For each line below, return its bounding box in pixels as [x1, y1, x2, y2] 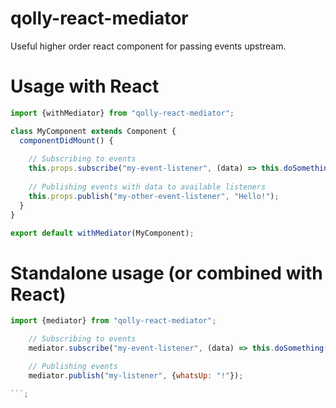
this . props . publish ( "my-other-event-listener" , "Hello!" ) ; [28, 191, 280, 201]
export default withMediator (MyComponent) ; [10, 228, 195, 238]
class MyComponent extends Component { [10, 126, 177, 136]
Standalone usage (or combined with [10, 262, 323, 284]
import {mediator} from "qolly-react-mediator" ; [10, 316, 217, 326]
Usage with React [10, 75, 160, 98]
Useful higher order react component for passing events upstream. [10, 40, 287, 52]
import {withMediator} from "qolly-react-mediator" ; [10, 108, 235, 118]
